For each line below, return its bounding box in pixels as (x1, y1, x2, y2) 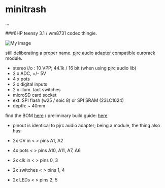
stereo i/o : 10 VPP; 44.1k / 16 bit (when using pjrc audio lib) (12, 65, 137, 71)
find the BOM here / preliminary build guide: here (5, 112, 108, 119)
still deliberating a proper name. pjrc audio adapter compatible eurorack (5, 50, 156, 56)
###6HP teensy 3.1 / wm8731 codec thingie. (5, 30, 97, 36)
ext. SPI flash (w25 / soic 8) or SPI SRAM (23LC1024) (12, 97, 124, 103)
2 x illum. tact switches (12, 86, 61, 92)
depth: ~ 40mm (12, 102, 46, 108)
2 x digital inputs (12, 81, 47, 87)
